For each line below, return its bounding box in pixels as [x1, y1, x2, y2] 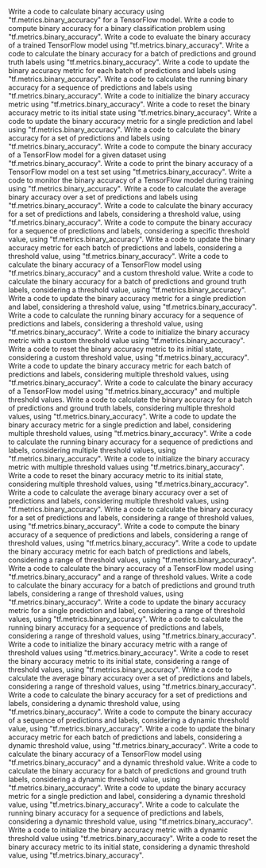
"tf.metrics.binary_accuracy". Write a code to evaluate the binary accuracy [8, 32, 252, 41]
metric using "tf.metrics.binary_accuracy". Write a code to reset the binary [8, 99, 250, 109]
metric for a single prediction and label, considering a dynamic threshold [8, 792, 246, 800]
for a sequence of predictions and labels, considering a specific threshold [8, 226, 250, 235]
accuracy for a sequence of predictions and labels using [8, 83, 193, 92]
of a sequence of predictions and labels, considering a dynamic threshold [8, 716, 249, 725]
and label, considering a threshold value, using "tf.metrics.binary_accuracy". [8, 302, 257, 311]
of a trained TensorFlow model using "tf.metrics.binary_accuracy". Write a [8, 41, 249, 50]
